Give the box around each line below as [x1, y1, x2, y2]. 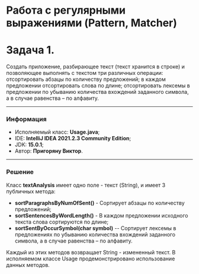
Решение [6, 168, 34, 176]
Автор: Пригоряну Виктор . [14, 147, 83, 155]
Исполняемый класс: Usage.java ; [14, 128, 100, 136]
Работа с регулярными [6, 4, 126, 17]
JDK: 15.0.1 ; [14, 141, 44, 149]
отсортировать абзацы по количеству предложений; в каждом [6, 75, 166, 83]
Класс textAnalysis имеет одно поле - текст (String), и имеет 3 [6, 181, 166, 188]
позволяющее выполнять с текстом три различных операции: [6, 70, 163, 77]
